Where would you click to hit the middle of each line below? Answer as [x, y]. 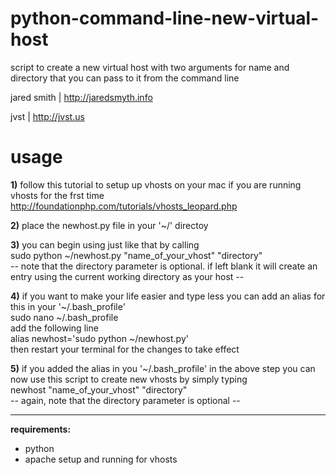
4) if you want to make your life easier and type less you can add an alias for [168, 296]
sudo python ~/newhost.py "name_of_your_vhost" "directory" [136, 255]
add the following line [54, 328]
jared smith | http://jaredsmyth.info [81, 97]
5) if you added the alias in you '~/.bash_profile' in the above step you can [163, 368]
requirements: [41, 429]
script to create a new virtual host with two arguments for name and [150, 67]
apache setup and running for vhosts [101, 459]
